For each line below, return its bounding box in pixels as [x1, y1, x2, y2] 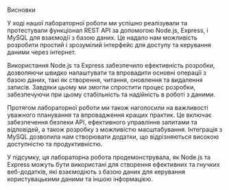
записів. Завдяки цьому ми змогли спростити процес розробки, [7, 83, 196, 91]
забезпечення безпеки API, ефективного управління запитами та [7, 118, 197, 126]
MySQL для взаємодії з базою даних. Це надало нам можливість [7, 33, 197, 42]
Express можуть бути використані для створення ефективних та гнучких [7, 161, 221, 168]
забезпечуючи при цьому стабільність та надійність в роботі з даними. [7, 90, 216, 98]
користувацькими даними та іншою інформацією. [7, 175, 153, 183]
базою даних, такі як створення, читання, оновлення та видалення [7, 76, 204, 84]
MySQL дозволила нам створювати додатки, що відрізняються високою [7, 133, 219, 141]
